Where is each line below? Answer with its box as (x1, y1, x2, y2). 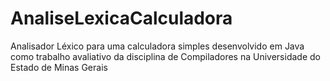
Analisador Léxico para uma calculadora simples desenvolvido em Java (10, 40, 305, 52)
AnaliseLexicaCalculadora (10, 7, 233, 30)
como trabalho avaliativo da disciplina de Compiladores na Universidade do (10, 50, 321, 62)
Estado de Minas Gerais (10, 61, 108, 73)
